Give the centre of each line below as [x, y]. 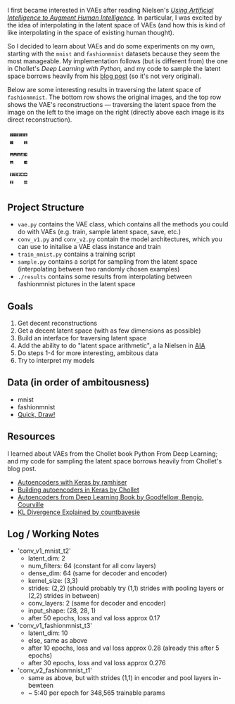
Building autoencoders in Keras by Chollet [78, 489]
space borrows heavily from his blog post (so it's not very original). [104, 76]
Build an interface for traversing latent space [82, 338]
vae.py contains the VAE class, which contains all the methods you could [123, 224]
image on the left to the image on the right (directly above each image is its [116, 112]
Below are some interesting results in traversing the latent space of [104, 90]
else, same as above [58, 641]
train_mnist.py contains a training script [76, 254]
